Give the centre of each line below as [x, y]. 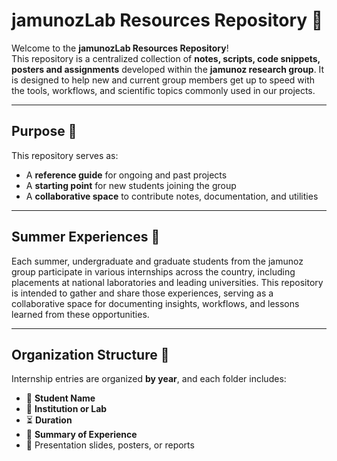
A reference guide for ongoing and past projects [126, 175]
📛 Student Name [60, 398]
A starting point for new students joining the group [131, 185]
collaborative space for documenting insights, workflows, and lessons [155, 303]
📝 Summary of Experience [81, 435]
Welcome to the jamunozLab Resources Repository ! [120, 48]
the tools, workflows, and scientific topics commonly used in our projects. [163, 90]
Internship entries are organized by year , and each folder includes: [149, 379]
